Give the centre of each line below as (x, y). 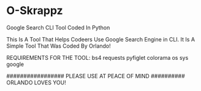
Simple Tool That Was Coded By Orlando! (59, 46)
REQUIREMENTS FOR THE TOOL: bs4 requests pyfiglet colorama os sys (97, 57)
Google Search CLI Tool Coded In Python (58, 27)
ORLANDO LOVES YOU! (36, 82)
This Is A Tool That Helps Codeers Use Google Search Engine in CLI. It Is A (100, 39)
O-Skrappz (35, 11)
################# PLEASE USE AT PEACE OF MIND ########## (96, 76)
